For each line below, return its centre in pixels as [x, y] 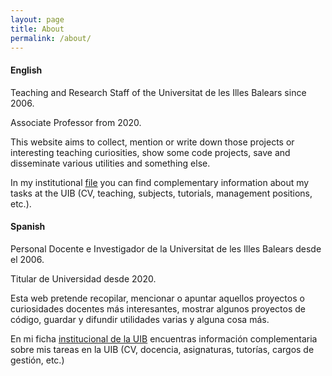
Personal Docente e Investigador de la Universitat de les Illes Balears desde [166, 248]
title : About [37, 29]
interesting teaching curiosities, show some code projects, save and [150, 152]
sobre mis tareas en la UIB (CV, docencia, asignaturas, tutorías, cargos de [162, 349]
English [26, 70]
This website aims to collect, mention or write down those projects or [152, 142]
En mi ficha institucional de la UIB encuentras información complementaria [164, 338]
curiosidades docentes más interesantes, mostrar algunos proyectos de [158, 308]
